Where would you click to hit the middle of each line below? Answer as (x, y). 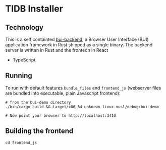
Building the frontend (39, 131)
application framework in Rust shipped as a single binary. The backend (79, 45)
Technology (24, 27)
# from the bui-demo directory (38, 102)
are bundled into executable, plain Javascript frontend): (63, 93)
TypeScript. (24, 60)
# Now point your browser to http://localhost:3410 (61, 116)
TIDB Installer (34, 9)
